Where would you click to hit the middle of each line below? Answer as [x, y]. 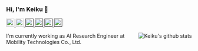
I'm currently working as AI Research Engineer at [65, 36]
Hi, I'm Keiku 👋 [27, 9]
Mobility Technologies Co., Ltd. [44, 42]
